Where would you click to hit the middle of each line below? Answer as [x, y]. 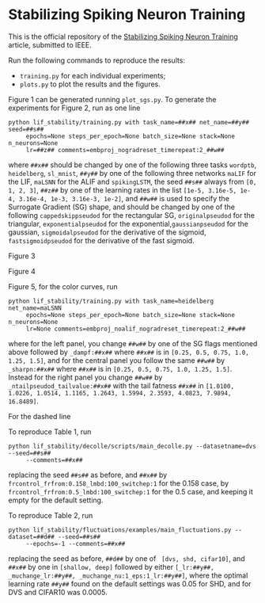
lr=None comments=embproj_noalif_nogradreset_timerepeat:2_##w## [136, 329]
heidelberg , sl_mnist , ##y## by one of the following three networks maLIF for [132, 173]
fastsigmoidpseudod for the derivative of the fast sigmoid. [102, 240]
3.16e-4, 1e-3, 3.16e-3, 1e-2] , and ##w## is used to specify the [124, 198]
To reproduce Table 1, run [50, 431]
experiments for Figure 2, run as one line [74, 108]
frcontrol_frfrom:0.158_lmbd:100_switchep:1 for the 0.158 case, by [119, 483]
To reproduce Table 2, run [51, 515]
